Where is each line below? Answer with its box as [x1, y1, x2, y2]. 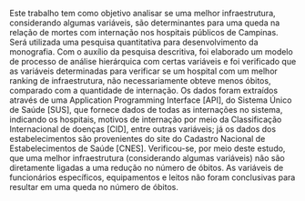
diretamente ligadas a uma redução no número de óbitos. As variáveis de [9, 163, 284, 173]
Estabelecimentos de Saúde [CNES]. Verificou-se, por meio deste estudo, [9, 143, 286, 154]
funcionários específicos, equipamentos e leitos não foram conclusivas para [9, 172, 296, 183]
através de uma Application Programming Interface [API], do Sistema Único [9, 95, 292, 106]
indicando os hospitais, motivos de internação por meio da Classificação [9, 114, 282, 125]
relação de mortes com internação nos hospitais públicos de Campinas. [9, 27, 280, 37]
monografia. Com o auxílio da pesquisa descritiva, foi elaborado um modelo [9, 46, 293, 57]
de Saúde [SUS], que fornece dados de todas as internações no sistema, [9, 105, 283, 115]
